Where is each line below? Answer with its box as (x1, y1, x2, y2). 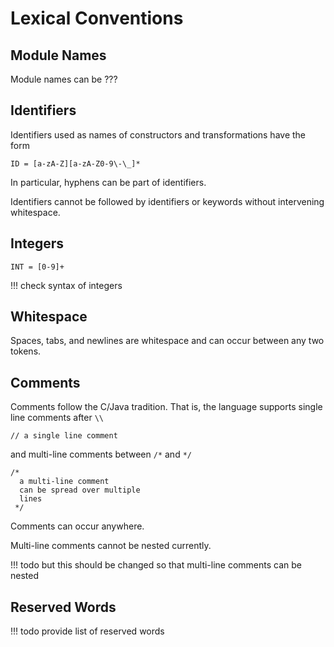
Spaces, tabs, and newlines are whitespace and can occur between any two (10, 335, 325, 347)
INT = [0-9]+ (10, 262, 65, 272)
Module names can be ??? (10, 73, 118, 85)
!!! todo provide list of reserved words (10, 625, 165, 637)
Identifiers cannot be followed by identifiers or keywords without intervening (10, 195, 325, 207)
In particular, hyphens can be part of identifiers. (10, 176, 207, 188)
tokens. (10, 345, 42, 357)
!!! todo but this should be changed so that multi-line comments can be (10, 559, 303, 571)
